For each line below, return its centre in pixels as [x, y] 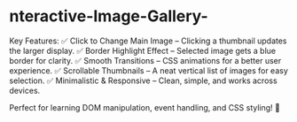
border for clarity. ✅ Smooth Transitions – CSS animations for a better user [145, 60]
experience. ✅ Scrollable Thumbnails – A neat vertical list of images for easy [148, 70]
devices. [25, 90]
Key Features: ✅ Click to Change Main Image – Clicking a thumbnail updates [148, 41]
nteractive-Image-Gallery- [109, 16]
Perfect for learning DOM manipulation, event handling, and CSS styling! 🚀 [145, 107]
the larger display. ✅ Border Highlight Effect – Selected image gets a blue [143, 50]
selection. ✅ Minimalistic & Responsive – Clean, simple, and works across [143, 80]
